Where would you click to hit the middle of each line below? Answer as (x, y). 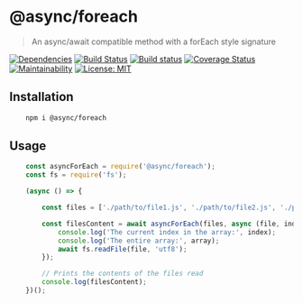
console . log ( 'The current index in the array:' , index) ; (167, 232)
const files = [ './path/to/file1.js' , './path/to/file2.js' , (159, 208)
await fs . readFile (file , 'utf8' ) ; (122, 249)
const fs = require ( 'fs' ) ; (76, 175)
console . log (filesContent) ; (94, 282)
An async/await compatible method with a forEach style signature (154, 41)
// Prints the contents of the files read (123, 274)
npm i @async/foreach (66, 118)
